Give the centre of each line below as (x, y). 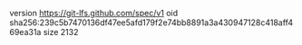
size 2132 (61, 32)
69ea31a (25, 32)
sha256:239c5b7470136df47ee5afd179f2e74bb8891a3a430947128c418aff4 (151, 22)
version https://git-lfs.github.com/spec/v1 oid (94, 13)
